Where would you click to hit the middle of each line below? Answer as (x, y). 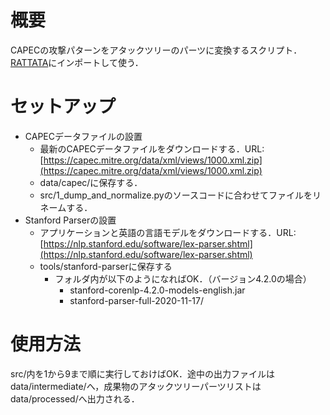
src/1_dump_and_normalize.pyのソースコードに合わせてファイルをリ (180, 195)
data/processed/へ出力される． (75, 398)
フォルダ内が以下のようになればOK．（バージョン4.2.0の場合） (183, 278)
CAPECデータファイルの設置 (83, 136)
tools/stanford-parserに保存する (106, 266)
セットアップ (63, 107)
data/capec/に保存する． (91, 182)
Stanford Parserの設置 (70, 220)
